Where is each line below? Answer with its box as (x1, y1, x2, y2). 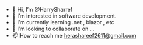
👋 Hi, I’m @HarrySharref (12, 6, 73, 13)
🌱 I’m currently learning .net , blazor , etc (12, 19, 114, 26)
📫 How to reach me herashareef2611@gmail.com (12, 32, 137, 39)
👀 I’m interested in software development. (12, 12, 117, 19)
